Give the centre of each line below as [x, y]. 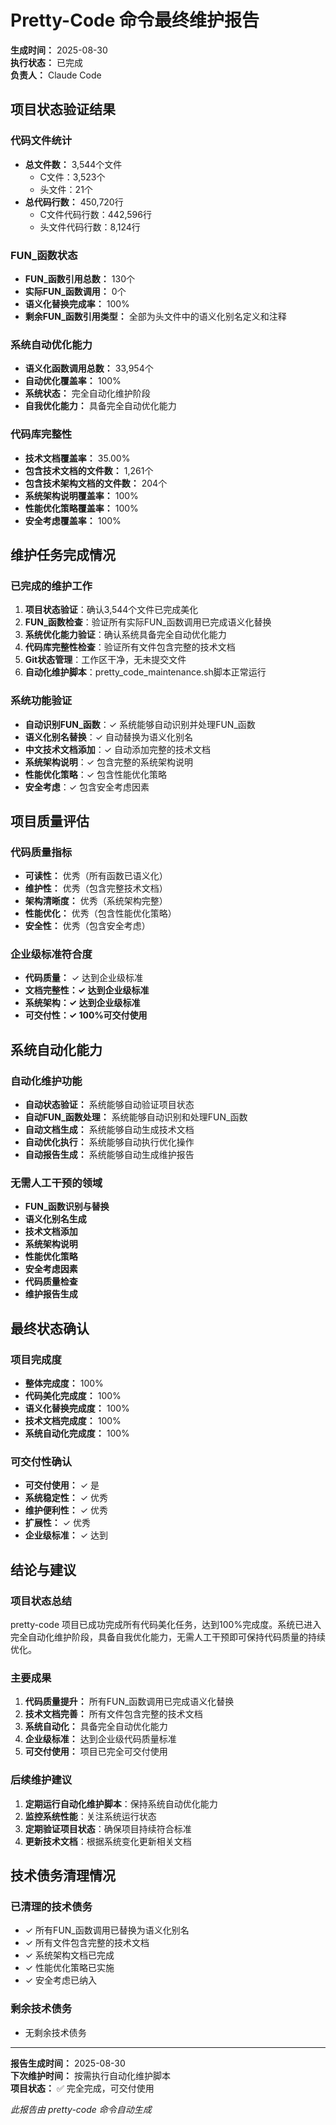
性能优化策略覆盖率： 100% [81, 508]
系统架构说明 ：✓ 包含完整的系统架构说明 [109, 762]
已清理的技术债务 [51, 1907]
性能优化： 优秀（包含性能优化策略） [100, 913]
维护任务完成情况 [63, 554]
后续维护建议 [41, 1780]
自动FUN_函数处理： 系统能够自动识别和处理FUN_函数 [136, 1117]
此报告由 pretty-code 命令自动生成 [81, 2109]
